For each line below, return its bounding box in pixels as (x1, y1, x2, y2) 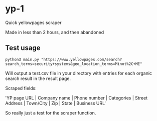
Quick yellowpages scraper (5, 19, 62, 25)
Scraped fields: (5, 85, 37, 91)
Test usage (5, 43, 41, 52)
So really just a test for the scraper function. (5, 109, 96, 115)
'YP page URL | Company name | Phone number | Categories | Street (5, 94, 148, 100)
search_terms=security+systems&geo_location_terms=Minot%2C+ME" (5, 61, 142, 66)
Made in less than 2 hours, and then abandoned (5, 29, 104, 35)
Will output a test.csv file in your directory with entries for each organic (5, 70, 152, 76)
